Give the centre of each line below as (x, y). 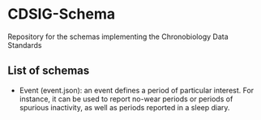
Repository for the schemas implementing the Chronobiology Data (118, 36)
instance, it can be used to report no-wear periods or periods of (126, 99)
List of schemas (49, 71)
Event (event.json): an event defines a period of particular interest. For (137, 90)
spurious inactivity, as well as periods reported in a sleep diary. (124, 107)
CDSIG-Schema (61, 14)
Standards (25, 45)
